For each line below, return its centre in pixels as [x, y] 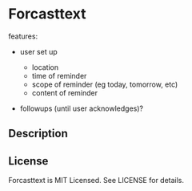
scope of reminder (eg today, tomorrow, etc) [105, 84]
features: [23, 36]
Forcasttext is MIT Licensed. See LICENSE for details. [96, 181]
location [45, 67]
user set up [38, 51]
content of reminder [65, 92]
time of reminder [59, 75]
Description [38, 134]
